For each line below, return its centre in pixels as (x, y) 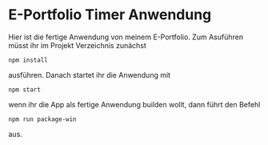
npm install (28, 60)
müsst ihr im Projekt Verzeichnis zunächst (77, 45)
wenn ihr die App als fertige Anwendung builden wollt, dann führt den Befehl (134, 104)
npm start (25, 90)
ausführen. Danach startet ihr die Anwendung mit (89, 75)
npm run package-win (43, 119)
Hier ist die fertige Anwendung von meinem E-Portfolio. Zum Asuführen (126, 37)
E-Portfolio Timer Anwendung (110, 15)
